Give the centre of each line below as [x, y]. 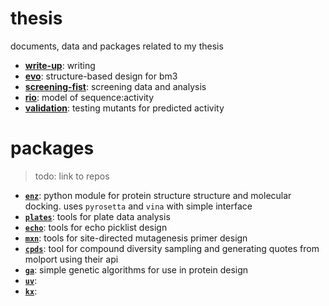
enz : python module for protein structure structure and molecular [158, 195]
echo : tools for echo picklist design [96, 227]
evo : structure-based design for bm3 [101, 76]
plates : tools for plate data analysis [97, 216]
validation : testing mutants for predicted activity [124, 108]
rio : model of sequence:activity [89, 97]
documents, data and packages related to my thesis [117, 46]
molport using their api [71, 259]
